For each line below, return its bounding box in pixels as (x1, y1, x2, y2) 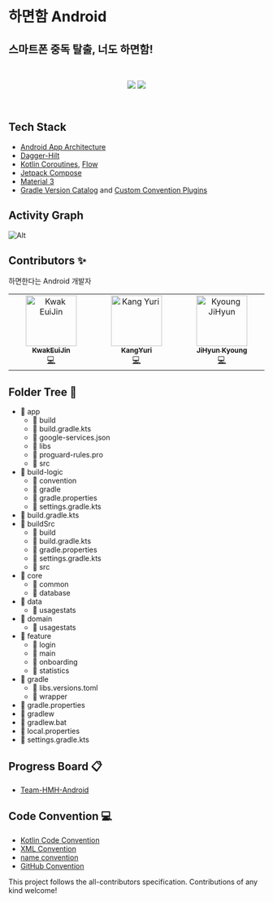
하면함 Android (8, 7, 107, 26)
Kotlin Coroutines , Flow (19, 159, 98, 169)
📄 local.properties (19, 726, 80, 736)
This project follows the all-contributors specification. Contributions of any (8, 877, 258, 887)
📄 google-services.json (32, 432, 111, 443)
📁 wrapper (32, 692, 67, 701)
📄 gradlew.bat (19, 718, 67, 727)
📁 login (32, 640, 56, 650)
